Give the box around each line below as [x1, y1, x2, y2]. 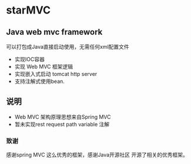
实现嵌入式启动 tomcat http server [14, 71, 98, 77]
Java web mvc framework [6, 27, 103, 37]
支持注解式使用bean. [14, 78, 65, 85]
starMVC [6, 4, 51, 17]
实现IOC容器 [14, 56, 45, 62]
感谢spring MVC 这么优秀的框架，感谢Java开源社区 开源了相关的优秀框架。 [6, 151, 188, 159]
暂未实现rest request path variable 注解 [14, 121, 110, 128]
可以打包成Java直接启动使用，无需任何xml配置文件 [6, 43, 129, 50]
